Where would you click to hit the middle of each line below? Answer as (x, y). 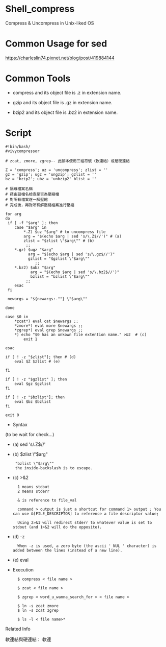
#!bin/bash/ (18, 147)
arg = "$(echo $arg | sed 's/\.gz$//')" (71, 254)
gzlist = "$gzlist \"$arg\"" (59, 258)
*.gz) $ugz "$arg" (34, 250)
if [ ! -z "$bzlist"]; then (35, 397)
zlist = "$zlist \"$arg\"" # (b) (59, 241)
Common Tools (38, 78)
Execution (23, 569)
